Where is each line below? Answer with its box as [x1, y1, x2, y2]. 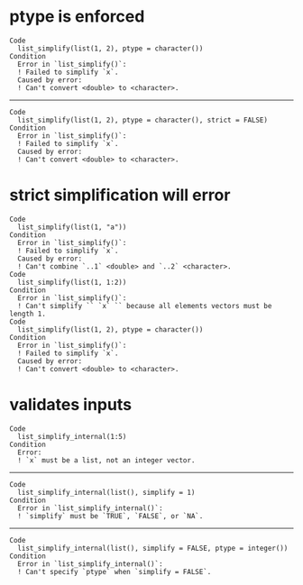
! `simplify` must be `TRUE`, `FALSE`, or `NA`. [17, 511, 204, 520]
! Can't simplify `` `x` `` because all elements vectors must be [17, 301, 272, 310]
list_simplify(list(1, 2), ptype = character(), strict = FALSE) [17, 115, 269, 124]
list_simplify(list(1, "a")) [17, 223, 127, 232]
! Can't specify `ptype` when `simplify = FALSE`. [17, 567, 212, 576]
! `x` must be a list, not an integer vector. [17, 455, 196, 465]
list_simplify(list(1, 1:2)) [17, 278, 127, 287]
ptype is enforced [9, 6, 145, 27]
